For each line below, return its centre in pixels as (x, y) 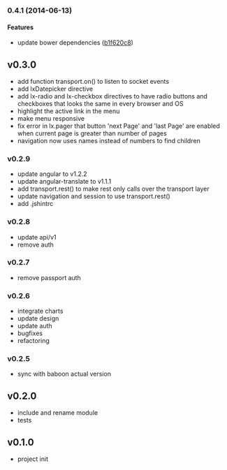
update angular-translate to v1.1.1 (64, 182)
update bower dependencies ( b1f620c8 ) (75, 43)
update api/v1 (37, 237)
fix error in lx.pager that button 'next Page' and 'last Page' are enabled (118, 126)
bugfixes (30, 333)
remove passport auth (49, 277)
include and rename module (58, 413)
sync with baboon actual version (64, 374)
